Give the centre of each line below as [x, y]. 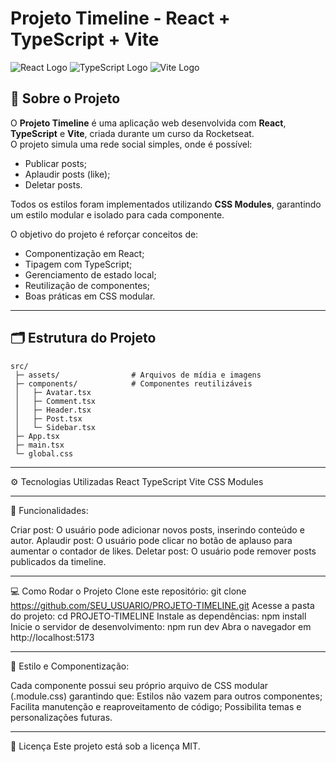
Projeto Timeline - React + [120, 18]
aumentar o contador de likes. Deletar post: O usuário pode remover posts [163, 551]
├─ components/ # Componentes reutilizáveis [133, 383]
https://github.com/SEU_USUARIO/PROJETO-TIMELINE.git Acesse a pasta [162, 605]
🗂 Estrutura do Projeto [83, 338]
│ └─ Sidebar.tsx [55, 427]
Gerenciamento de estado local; [90, 274]
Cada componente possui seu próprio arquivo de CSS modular [139, 685]
